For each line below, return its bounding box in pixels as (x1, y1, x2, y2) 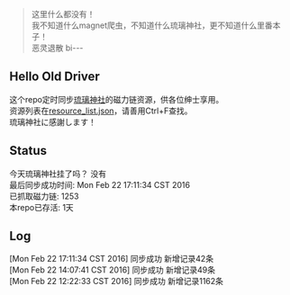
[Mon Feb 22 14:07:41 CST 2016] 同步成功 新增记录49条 (9, 264, 216, 275)
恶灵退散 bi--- (31, 42, 84, 53)
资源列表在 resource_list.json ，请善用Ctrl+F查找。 (9, 105, 193, 116)
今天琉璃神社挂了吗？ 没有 (9, 168, 106, 179)
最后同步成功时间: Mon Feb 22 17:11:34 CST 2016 (9, 179, 191, 190)
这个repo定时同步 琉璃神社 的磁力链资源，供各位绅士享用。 (9, 94, 224, 104)
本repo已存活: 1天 (9, 201, 74, 212)
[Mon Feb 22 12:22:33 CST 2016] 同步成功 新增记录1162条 (9, 276, 223, 287)
